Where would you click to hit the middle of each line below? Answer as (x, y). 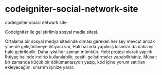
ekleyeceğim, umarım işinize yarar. (40, 67)
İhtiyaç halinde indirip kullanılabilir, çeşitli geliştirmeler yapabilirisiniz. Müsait (81, 56)
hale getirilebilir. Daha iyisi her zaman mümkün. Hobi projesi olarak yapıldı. (80, 52)
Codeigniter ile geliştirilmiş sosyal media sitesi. (52, 32)
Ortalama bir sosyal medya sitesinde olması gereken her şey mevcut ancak (80, 41)
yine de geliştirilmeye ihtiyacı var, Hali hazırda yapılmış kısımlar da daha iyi (79, 46)
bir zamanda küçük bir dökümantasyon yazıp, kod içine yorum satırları (75, 62)
